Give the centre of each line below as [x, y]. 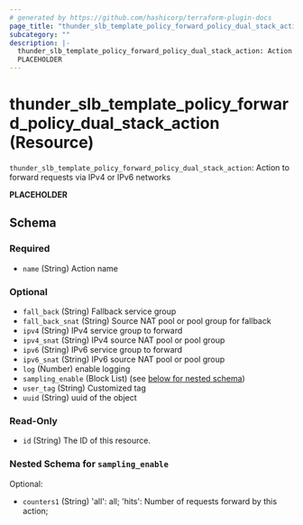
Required [30, 249]
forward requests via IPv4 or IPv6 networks [90, 177]
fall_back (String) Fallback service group [99, 311]
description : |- [40, 43]
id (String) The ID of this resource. [87, 441]
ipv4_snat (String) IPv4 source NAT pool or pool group [124, 340]
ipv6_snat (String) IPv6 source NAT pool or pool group [124, 359]
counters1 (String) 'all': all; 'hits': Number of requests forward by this [150, 501]
